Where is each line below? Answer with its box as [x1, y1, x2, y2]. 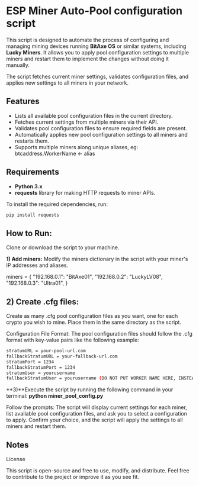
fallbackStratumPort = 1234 [6, 364, 76, 371]
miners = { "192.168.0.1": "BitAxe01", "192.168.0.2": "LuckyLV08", [6, 273, 163, 281]
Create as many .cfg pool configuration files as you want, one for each [6, 313, 178, 320]
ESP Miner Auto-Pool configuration [6, 4, 182, 18]
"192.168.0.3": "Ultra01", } [6, 279, 68, 287]
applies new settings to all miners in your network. [6, 79, 129, 86]
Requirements [6, 167, 59, 177]
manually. [6, 61, 30, 69]
